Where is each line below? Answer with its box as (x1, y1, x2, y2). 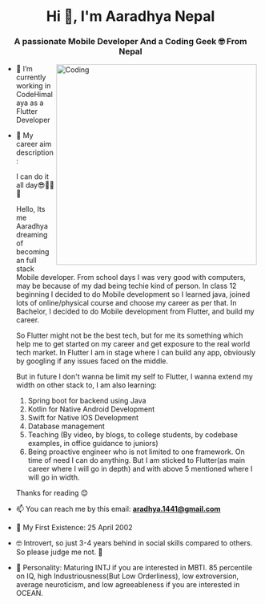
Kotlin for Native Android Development (27, 404, 155, 414)
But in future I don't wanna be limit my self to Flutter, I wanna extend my (15, 372, 254, 382)
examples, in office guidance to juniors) (27, 439, 159, 448)
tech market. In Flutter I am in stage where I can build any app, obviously (15, 348, 256, 358)
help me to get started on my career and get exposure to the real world (15, 339, 251, 349)
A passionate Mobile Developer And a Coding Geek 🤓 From (14, 36, 247, 47)
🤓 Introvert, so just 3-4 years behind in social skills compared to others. (15, 538, 253, 548)
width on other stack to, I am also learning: (15, 380, 158, 390)
